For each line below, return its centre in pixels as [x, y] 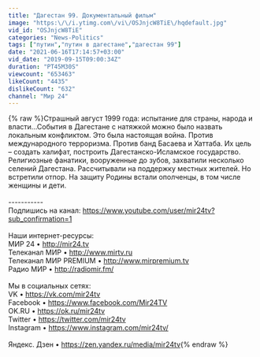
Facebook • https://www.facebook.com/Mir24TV [88, 303]
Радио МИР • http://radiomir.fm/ [61, 270]
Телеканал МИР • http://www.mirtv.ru [71, 252]
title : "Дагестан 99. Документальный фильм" [82, 15]
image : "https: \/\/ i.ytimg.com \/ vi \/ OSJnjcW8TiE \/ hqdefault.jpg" [117, 23]
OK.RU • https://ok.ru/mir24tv [57, 311]
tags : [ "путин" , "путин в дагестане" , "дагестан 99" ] [95, 45]
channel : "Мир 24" [38, 96]
